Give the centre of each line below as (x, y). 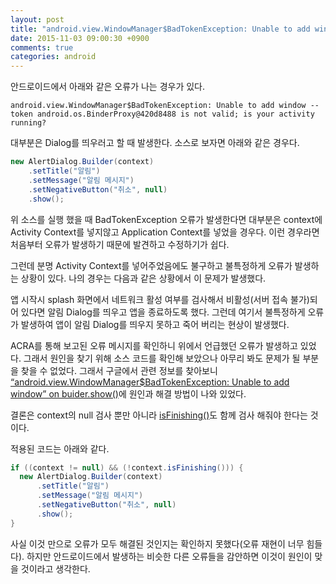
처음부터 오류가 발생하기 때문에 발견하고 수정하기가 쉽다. (120, 244)
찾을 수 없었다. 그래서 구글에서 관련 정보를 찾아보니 (119, 370)
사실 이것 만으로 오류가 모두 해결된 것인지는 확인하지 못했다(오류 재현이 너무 (157, 543)
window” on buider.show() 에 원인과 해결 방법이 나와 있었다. (128, 393)
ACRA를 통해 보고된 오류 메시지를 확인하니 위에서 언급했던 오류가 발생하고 (154, 345)
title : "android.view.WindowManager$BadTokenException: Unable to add (160, 29)
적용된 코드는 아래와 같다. (60, 448)
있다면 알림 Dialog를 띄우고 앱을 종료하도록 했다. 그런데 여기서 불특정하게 (163, 312)
